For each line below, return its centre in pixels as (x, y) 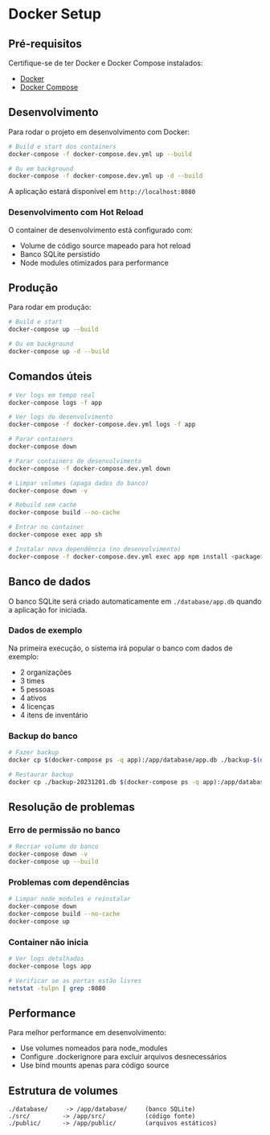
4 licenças (37, 706)
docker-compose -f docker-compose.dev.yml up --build (100, 154)
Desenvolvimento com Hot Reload (76, 213)
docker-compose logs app (50, 966)
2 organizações (46, 672)
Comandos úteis (50, 376)
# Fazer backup (34, 753)
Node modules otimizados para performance (94, 262)
